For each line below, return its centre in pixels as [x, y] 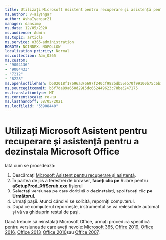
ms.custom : [16, 60]
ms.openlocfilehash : [26, 83]
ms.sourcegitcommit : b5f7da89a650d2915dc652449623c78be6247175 [72, 88]
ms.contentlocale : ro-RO [31, 97]
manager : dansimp [23, 24]
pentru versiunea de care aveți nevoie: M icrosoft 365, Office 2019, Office [79, 227]
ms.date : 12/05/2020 [26, 28]
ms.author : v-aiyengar [28, 14]
